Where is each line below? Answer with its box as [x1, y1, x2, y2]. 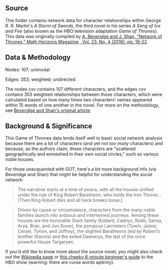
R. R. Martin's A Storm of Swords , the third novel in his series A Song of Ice [5, 23, 161, 29]
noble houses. [5, 157, 35, 163]
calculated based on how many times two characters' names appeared [5, 96, 152, 102]
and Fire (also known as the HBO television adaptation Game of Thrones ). [5, 28, 158, 34]
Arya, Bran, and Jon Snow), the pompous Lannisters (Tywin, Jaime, [17, 223, 157, 229]
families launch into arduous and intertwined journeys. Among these [17, 212, 159, 218]
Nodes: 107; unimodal [5, 66, 50, 72]
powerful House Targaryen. [17, 239, 74, 245]
